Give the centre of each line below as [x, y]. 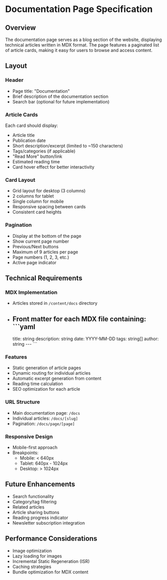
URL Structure [23, 402]
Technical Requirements [44, 278]
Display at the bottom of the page [47, 236]
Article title [23, 135]
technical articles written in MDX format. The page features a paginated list [82, 45]
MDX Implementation [31, 292]
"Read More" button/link [37, 156]
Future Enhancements [40, 484]
